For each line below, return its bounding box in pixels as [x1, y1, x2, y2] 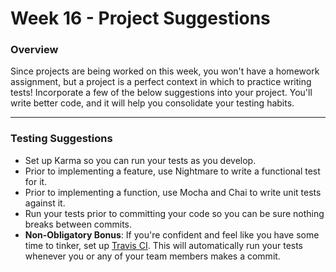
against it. [24, 197, 66, 209]
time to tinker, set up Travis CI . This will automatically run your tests [24, 239, 304, 251]
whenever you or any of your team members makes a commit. [24, 250, 281, 262]
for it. [24, 175, 48, 187]
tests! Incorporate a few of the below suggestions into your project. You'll [10, 87, 313, 99]
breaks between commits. [24, 218, 133, 230]
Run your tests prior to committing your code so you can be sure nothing [24, 207, 325, 219]
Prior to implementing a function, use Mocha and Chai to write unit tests [24, 186, 322, 198]
